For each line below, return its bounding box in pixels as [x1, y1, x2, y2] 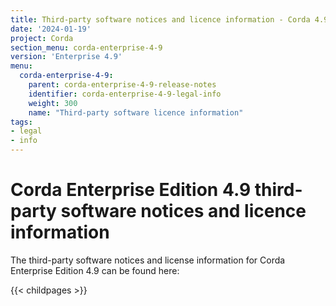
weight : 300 [28, 98, 78, 108]
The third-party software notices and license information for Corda [10, 254, 286, 266]
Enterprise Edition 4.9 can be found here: [10, 264, 180, 276]
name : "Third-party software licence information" [28, 107, 244, 118]
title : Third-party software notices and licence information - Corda [10, 14, 311, 25]
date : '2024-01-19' [10, 24, 92, 34]
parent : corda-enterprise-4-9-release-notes [28, 80, 217, 90]
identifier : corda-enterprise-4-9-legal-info [28, 89, 222, 99]
